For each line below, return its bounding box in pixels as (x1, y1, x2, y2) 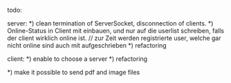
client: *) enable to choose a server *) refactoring (7, 55, 147, 63)
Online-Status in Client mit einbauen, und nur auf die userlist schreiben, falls (7, 27, 225, 35)
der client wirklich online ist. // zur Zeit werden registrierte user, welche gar (7, 34, 221, 42)
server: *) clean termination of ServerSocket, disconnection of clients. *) (7, 19, 214, 27)
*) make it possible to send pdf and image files (7, 68, 140, 76)
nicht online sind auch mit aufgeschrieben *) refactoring (7, 41, 167, 49)
